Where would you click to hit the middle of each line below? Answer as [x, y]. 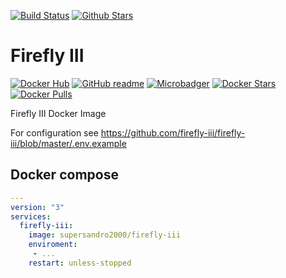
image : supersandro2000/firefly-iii [105, 235]
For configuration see [54, 132]
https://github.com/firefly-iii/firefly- [173, 132]
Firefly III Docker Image [58, 113]
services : [31, 216]
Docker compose [64, 175]
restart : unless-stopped [80, 263]
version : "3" [37, 207]
